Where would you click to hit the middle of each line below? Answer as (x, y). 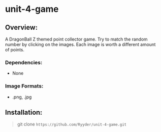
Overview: (21, 27)
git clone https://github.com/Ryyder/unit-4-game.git (72, 124)
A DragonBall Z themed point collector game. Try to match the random (76, 39)
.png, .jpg (22, 97)
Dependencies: (24, 62)
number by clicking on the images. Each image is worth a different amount (80, 44)
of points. (15, 50)
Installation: (24, 112)
